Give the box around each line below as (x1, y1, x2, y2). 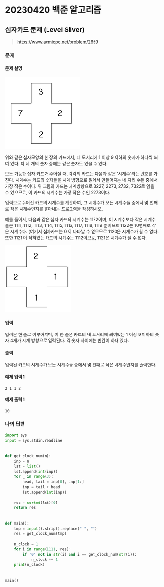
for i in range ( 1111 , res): (14, 547, 71, 552)
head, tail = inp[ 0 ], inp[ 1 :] (23, 479, 84, 484)
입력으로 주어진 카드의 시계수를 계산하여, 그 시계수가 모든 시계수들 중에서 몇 (5, 200, 149, 206)
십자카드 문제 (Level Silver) (5, 26, 85, 34)
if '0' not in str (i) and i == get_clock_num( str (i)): (23, 552, 137, 557)
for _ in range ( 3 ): (14, 475, 54, 479)
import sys (5, 433, 27, 438)
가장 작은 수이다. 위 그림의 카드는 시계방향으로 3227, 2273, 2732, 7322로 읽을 (5, 183, 155, 189)
